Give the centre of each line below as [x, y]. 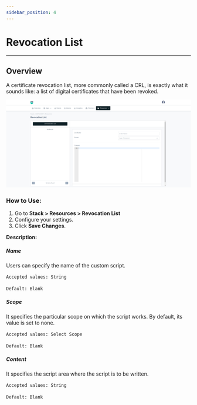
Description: [21, 237]
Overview [24, 71]
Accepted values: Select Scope [44, 334]
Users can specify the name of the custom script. [66, 266]
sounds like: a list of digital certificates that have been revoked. [82, 92]
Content [16, 359]
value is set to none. [30, 323]
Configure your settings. [44, 220]
